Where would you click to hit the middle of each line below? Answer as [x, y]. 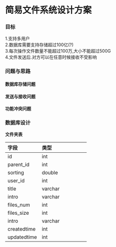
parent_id [19, 165]
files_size [18, 213]
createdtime [22, 229]
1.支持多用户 [18, 39]
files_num [19, 205]
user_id [16, 181]
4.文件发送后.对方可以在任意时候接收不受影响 [51, 57]
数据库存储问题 [20, 84]
